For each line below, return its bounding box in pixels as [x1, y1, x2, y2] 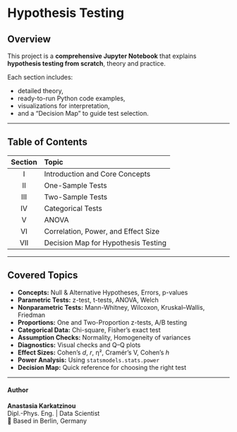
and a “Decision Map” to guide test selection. [17, 109, 150, 117]
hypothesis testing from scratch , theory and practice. [7, 59, 166, 68]
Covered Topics [7, 270, 78, 282]
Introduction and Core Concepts [44, 169, 151, 179]
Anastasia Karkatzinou [7, 401, 76, 410]
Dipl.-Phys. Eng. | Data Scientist [7, 409, 100, 417]
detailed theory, [17, 87, 63, 95]
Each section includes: [7, 73, 73, 81]
